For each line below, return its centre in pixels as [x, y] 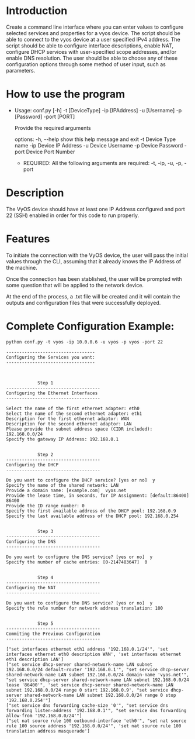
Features [28, 239]
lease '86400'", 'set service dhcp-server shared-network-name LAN [90, 685]
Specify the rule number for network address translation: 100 [85, 608]
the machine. [22, 267]
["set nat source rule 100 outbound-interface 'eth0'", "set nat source [96, 721]
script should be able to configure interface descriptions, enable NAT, [90, 46]
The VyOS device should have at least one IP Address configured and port [95, 209]
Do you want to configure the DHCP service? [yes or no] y [81, 480]
